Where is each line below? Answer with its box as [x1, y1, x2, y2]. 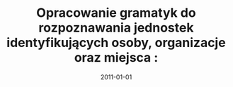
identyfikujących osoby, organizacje [6, 35, 226, 51]
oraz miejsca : [74, 50, 159, 66]
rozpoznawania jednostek [38, 20, 194, 36]
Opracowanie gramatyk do [35, 5, 197, 21]
